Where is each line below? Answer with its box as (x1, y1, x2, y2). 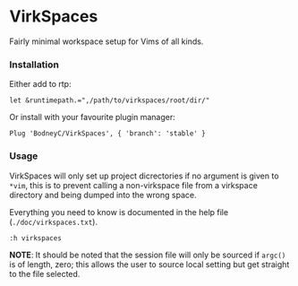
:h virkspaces (9, 233, 63, 243)
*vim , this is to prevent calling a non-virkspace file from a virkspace (9, 179, 258, 190)
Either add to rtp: (9, 79, 72, 90)
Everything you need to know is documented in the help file (9, 206, 229, 217)
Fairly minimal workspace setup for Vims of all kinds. (9, 36, 204, 47)
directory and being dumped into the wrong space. (9, 189, 197, 200)
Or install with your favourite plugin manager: (9, 112, 176, 123)
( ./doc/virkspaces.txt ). (9, 216, 98, 227)
